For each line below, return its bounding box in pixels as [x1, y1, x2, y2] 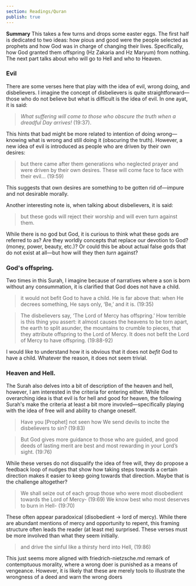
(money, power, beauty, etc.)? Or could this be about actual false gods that [6, 243, 186, 250]
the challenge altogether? [6, 478, 68, 485]
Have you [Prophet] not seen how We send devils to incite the [20, 419, 170, 426]
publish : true [6, 14, 41, 20]
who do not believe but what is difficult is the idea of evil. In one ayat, [20, 95, 188, 102]
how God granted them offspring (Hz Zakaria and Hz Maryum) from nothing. [6, 49, 190, 56]
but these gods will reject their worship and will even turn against [20, 213, 178, 220]
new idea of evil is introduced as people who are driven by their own [6, 143, 171, 150]
